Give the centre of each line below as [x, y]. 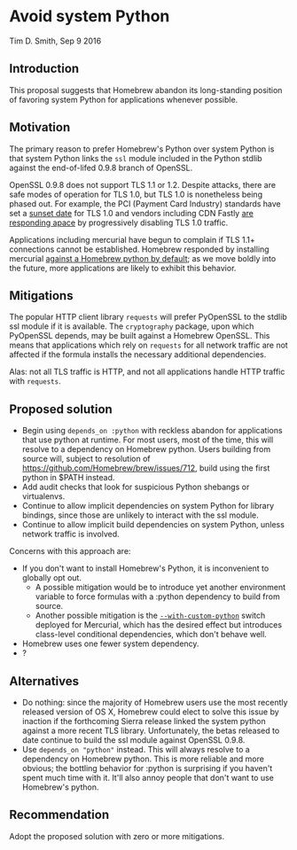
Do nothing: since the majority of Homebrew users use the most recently [155, 702]
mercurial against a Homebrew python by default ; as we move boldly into [143, 258]
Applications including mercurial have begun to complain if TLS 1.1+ [132, 239]
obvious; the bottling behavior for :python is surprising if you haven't [147, 768]
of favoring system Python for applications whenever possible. [124, 99]
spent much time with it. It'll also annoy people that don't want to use [148, 778]
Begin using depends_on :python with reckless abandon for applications [152, 431]
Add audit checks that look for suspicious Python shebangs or [136, 487]
